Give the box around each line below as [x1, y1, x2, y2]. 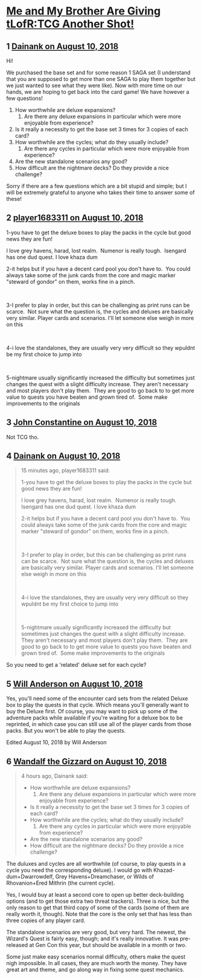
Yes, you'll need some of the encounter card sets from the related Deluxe [6, 695, 188, 702]
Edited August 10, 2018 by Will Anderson [6, 739, 107, 746]
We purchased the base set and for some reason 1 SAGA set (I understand [6, 69, 191, 76]
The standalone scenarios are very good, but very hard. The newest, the [6, 929, 186, 936]
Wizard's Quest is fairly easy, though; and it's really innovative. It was [6, 935, 179, 942]
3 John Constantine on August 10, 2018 [6, 417, 157, 428]
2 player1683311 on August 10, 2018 [6, 213, 144, 223]
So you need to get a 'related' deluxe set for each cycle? [6, 661, 147, 669]
